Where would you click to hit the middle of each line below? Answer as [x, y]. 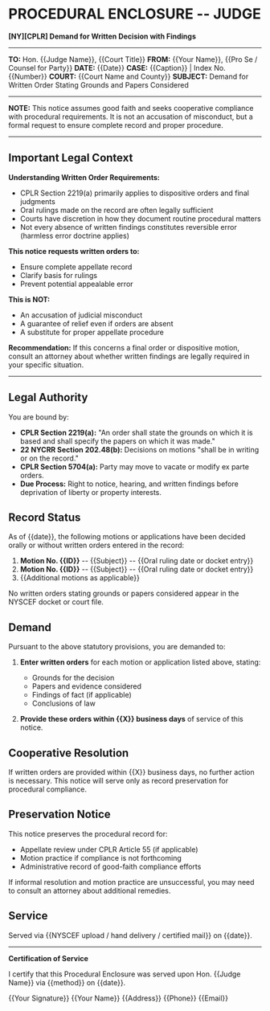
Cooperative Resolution [69, 753]
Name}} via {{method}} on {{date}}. [67, 982]
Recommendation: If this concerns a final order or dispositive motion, [124, 347]
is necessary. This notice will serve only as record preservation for [119, 781]
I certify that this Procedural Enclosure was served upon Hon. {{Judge [125, 974]
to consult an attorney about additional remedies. [90, 890]
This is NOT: [29, 299]
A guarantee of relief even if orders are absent [96, 323]
